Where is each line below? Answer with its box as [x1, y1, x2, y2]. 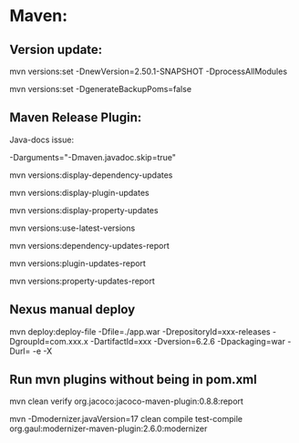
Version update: [9, 42, 103, 57]
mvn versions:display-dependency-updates [9, 170, 173, 180]
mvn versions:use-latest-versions [9, 222, 136, 233]
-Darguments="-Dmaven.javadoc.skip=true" [9, 151, 176, 162]
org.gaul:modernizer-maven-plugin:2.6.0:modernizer [9, 423, 208, 434]
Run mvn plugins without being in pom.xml [9, 372, 257, 387]
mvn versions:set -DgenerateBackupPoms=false [9, 84, 192, 94]
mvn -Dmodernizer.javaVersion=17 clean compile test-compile [9, 414, 243, 425]
